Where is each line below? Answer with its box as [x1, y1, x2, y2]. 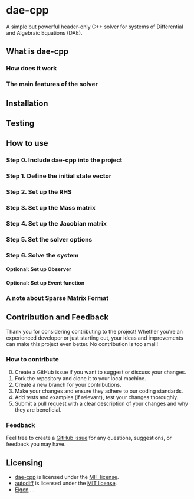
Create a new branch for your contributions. [14, 381, 122, 389]
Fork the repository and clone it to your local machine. [14, 375, 146, 382]
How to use [6, 138, 48, 148]
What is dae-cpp [6, 47, 69, 57]
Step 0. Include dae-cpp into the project [6, 156, 123, 164]
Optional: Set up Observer [6, 266, 72, 273]
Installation [6, 98, 48, 108]
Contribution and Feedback [6, 312, 109, 322]
